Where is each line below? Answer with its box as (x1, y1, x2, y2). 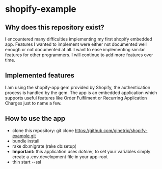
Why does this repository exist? (5, 23, 105, 32)
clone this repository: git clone (12, 127, 74, 134)
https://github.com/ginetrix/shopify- (75, 127, 148, 134)
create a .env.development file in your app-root (12, 154, 108, 160)
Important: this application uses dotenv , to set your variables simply (12, 148, 151, 154)
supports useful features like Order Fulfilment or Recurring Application (5, 95, 147, 101)
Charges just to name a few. (5, 100, 62, 106)
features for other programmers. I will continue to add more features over (5, 52, 153, 58)
